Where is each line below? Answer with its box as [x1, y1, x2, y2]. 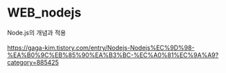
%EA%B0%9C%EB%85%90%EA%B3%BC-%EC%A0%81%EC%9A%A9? [7, 50, 219, 59]
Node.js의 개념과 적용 [7, 28, 66, 36]
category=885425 [7, 58, 59, 66]
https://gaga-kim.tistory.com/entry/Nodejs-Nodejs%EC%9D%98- [7, 43, 195, 52]
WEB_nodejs [7, 5, 82, 21]
